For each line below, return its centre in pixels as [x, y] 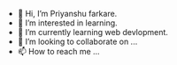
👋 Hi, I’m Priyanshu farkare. [67, 14]
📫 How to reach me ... [58, 51]
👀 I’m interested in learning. [67, 23]
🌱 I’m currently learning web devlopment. [92, 32]
